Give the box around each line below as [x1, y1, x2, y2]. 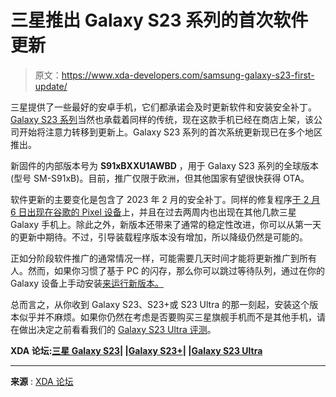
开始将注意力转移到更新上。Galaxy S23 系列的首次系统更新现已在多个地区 [18, 126, 323, 138]
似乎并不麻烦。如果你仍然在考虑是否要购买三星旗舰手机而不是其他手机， [18, 311, 317, 323]
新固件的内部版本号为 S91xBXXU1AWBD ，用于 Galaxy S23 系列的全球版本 [10, 159, 319, 171]
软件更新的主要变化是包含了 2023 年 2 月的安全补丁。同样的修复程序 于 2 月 [10, 193, 321, 205]
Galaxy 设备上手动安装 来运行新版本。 [10, 277, 165, 289]
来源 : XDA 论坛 [10, 375, 74, 387]
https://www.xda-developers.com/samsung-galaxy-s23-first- [61, 69, 315, 81]
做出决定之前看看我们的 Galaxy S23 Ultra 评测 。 [18, 323, 217, 335]
